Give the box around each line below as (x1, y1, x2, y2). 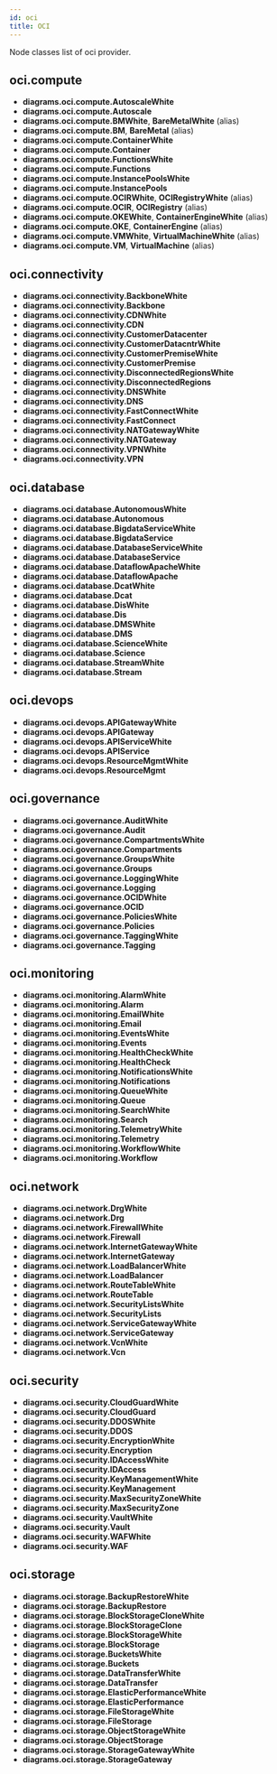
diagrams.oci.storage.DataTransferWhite (22, 1667, 181, 1678)
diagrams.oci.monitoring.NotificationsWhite (22, 1066, 193, 1077)
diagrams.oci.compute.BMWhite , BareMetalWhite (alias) (22, 116, 240, 126)
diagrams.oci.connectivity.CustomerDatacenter (22, 329, 208, 339)
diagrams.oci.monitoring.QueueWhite (22, 1085, 169, 1097)
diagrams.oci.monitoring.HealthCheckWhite (22, 1047, 194, 1058)
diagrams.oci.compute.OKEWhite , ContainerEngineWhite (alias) (22, 211, 269, 222)
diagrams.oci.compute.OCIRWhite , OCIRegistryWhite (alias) (22, 192, 254, 203)
